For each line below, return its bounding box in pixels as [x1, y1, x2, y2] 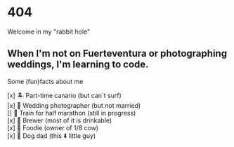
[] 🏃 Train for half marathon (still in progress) [7, 108, 136, 117]
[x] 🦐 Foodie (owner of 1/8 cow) [7, 123, 99, 132]
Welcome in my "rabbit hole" [7, 27, 91, 36]
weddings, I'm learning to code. [7, 59, 149, 71]
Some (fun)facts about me [7, 77, 84, 85]
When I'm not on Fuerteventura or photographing [7, 48, 227, 59]
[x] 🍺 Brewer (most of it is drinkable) [7, 116, 112, 125]
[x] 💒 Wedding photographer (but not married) [7, 101, 141, 109]
